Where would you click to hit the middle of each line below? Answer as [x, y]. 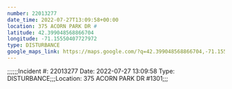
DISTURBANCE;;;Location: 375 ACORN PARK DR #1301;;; [88, 78]
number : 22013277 [32, 13]
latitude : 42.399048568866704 [51, 33]
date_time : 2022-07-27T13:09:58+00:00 [63, 20]
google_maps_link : [33, 52]
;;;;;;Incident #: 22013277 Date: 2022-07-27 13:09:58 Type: [91, 71]
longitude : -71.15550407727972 [52, 39]
